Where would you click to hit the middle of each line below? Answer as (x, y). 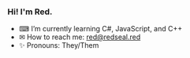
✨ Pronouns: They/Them (59, 45)
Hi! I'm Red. (30, 12)
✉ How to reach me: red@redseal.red (80, 37)
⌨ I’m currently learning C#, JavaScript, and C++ (101, 29)
